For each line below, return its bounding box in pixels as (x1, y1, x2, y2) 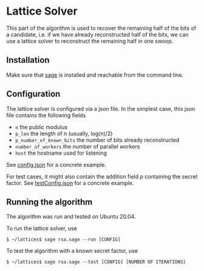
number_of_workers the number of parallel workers (15, 143, 140, 150)
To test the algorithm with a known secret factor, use (6, 247, 138, 255)
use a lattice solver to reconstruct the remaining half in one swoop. (6, 37, 174, 44)
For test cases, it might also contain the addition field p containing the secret (6, 172, 198, 180)
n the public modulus (15, 123, 68, 130)
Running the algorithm (6, 197, 93, 207)
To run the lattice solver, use (6, 225, 78, 232)
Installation (6, 55, 50, 65)
